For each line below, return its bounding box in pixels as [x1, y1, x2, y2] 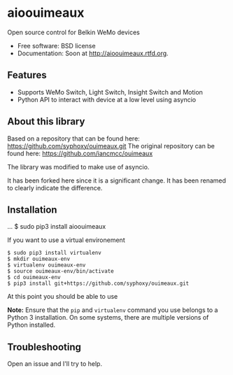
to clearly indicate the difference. [7, 183, 103, 192]
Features [7, 69, 47, 81]
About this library [7, 115, 85, 127]
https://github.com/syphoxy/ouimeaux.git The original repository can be [7, 141, 215, 150]
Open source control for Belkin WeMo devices [7, 28, 140, 36]
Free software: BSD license [17, 41, 96, 50]
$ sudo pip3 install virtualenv [7, 250, 101, 257]
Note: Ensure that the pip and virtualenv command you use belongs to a [7, 306, 218, 314]
